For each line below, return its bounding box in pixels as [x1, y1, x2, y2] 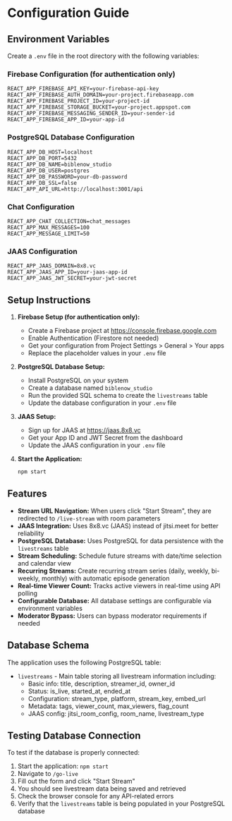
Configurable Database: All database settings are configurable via [17, 596, 212, 604]
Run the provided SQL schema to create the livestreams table [28, 391, 208, 399]
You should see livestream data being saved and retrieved [17, 784, 187, 793]
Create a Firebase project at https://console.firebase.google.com [28, 327, 217, 334]
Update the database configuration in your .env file [28, 399, 177, 407]
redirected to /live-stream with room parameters [17, 513, 161, 523]
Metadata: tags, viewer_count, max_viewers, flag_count [28, 702, 189, 710]
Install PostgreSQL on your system [28, 376, 129, 384]
